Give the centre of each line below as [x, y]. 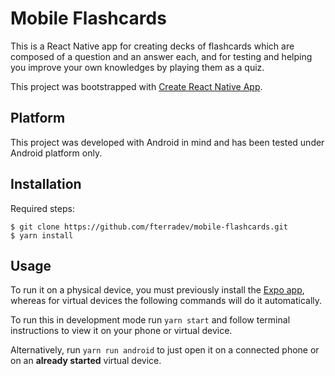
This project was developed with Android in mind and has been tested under [167, 142]
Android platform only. [56, 153]
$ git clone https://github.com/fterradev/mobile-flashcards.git [149, 227]
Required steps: [42, 208]
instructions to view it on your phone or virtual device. [121, 331]
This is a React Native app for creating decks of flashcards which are [152, 46]
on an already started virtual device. [86, 361]
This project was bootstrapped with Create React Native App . [136, 86]
